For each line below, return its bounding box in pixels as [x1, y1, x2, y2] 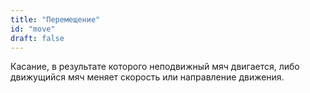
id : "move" [10, 24, 56, 34]
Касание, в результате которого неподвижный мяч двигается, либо [10, 61, 300, 73]
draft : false [10, 33, 65, 43]
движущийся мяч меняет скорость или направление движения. [10, 71, 285, 83]
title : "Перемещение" [10, 14, 101, 25]
